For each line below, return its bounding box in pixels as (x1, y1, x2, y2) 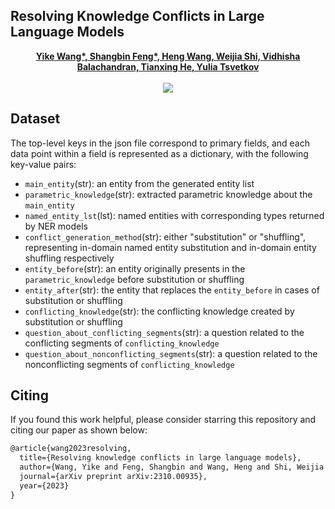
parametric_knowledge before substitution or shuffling (24, 273, 245, 285)
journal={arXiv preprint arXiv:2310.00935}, (19, 472, 208, 482)
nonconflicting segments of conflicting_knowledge (24, 358, 235, 370)
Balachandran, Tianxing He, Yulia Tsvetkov (76, 60, 260, 73)
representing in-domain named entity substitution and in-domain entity (24, 241, 317, 253)
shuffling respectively (24, 252, 115, 264)
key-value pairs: (10, 158, 77, 170)
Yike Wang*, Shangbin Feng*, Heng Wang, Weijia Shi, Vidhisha (35, 50, 301, 62)
